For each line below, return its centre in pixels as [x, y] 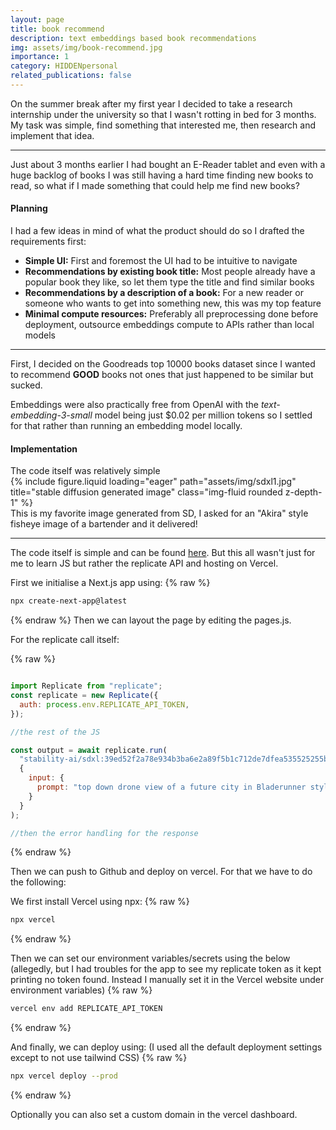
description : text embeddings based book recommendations [133, 38]
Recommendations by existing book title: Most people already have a [170, 272]
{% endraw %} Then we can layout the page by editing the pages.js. [151, 620]
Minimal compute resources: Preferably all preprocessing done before [171, 314]
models [40, 335]
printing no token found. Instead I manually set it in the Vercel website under [167, 980]
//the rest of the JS [55, 732]
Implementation [44, 448]
